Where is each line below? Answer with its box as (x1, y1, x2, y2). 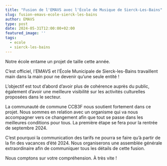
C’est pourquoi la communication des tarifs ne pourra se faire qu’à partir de (5, 134, 160, 140)
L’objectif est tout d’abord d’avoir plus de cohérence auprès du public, (5, 83, 149, 89)
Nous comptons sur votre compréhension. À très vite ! (5, 155, 117, 161)
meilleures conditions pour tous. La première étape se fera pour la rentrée (5, 119, 158, 125)
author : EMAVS (5, 17, 35, 22)
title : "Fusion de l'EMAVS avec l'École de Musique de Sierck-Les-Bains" (5, 7, 163, 13)
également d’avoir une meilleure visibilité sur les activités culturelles (5, 88, 145, 94)
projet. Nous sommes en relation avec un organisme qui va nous (5, 109, 138, 115)
